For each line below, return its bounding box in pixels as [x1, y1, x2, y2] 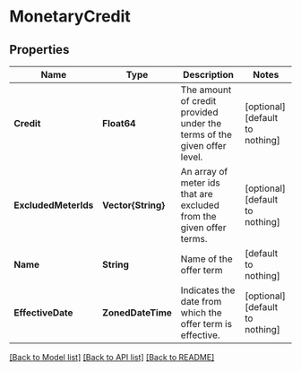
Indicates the [180, 284, 236, 297]
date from [180, 296, 222, 307]
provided [180, 106, 219, 118]
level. [180, 151, 203, 163]
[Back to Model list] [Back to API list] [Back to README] [9, 352, 215, 362]
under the [180, 117, 222, 129]
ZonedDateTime [102, 306, 173, 319]
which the [180, 306, 222, 319]
